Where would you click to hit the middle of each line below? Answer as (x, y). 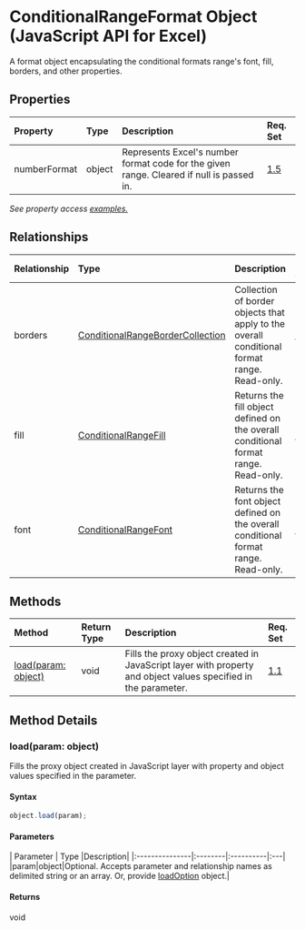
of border (255, 300)
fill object (254, 407)
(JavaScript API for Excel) (108, 36)
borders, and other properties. (66, 71)
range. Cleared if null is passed (188, 175)
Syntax (23, 796)
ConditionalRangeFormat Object (133, 17)
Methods (35, 601)
